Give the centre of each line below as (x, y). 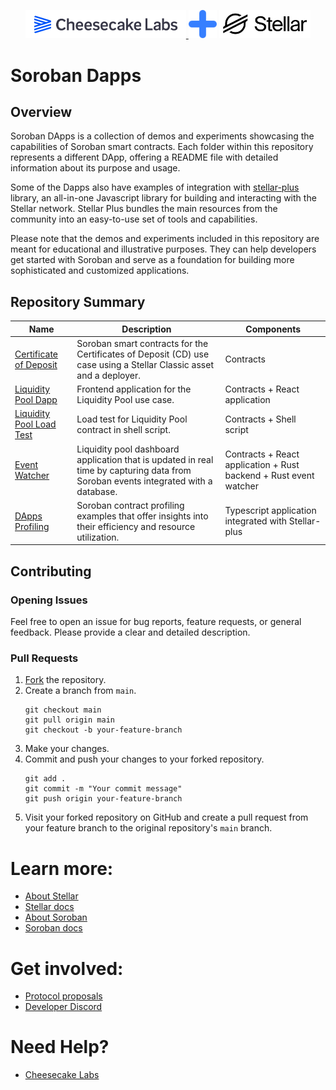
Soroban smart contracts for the (142, 343)
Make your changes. (67, 749)
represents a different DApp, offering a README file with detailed (144, 157)
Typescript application (270, 511)
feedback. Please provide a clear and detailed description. (130, 632)
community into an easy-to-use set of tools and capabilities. (134, 219)
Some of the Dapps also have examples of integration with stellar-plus (155, 187)
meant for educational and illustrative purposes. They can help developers (163, 249)
